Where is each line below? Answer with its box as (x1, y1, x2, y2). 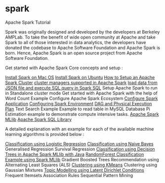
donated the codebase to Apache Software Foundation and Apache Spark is (5, 45, 161, 50)
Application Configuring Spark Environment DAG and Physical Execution (5, 100, 152, 106)
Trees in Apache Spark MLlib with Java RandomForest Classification (5, 151, 144, 157)
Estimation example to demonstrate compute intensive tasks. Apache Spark (5, 111, 159, 117)
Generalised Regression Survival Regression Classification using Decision (5, 146, 155, 152)
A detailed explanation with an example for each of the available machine (5, 126, 154, 132)
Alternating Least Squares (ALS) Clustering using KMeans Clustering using (5, 162, 157, 168)
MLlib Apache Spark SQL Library (5, 116, 72, 122)
